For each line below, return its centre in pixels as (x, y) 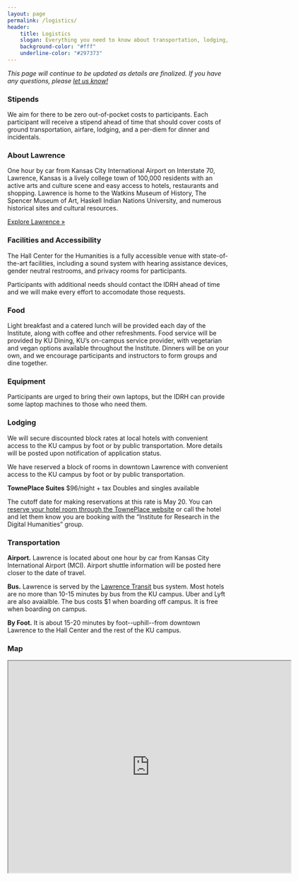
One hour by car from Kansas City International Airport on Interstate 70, (111, 171)
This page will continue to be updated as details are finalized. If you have (114, 73)
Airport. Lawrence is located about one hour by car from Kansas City (108, 557)
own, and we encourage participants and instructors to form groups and (112, 356)
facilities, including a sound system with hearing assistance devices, (129, 263)
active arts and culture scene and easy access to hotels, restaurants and (113, 186)
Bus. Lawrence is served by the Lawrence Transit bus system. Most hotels (116, 586)
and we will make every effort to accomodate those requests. (96, 292)
